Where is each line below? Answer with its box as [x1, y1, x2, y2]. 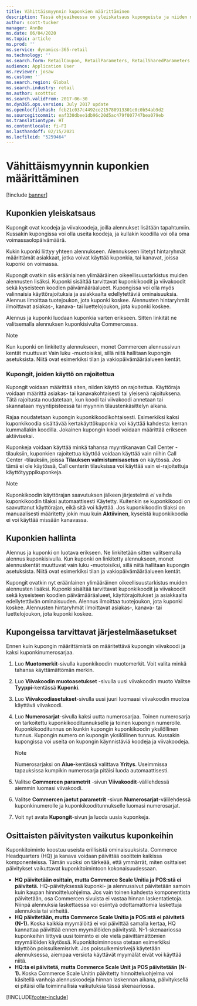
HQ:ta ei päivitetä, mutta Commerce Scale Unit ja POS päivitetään [14, 964, 178, 971]
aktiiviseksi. [6, 432, 35, 439]
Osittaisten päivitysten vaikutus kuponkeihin [6, 831, 174, 840]
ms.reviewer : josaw [6, 69, 54, 75]
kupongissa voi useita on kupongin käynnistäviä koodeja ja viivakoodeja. [14, 738, 190, 745]
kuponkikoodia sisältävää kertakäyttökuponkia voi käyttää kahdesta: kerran [6, 420, 188, 427]
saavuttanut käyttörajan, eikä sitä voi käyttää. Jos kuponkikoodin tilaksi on [6, 504, 185, 511]
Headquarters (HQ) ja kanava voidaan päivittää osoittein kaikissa [6, 852, 162, 860]
